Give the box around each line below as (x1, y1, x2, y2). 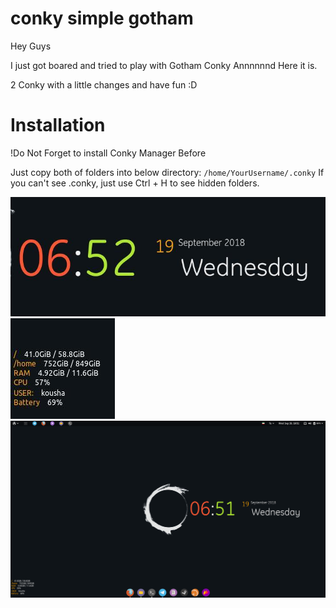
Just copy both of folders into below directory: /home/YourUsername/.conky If (10, 166, 325, 178)
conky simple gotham (10, 7, 194, 30)
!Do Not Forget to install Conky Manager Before (10, 147, 207, 159)
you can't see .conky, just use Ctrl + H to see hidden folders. (10, 177, 260, 189)
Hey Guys (10, 40, 52, 52)
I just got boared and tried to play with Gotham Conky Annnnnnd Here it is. (10, 59, 318, 71)
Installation (10, 114, 106, 137)
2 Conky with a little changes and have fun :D (10, 78, 198, 91)
